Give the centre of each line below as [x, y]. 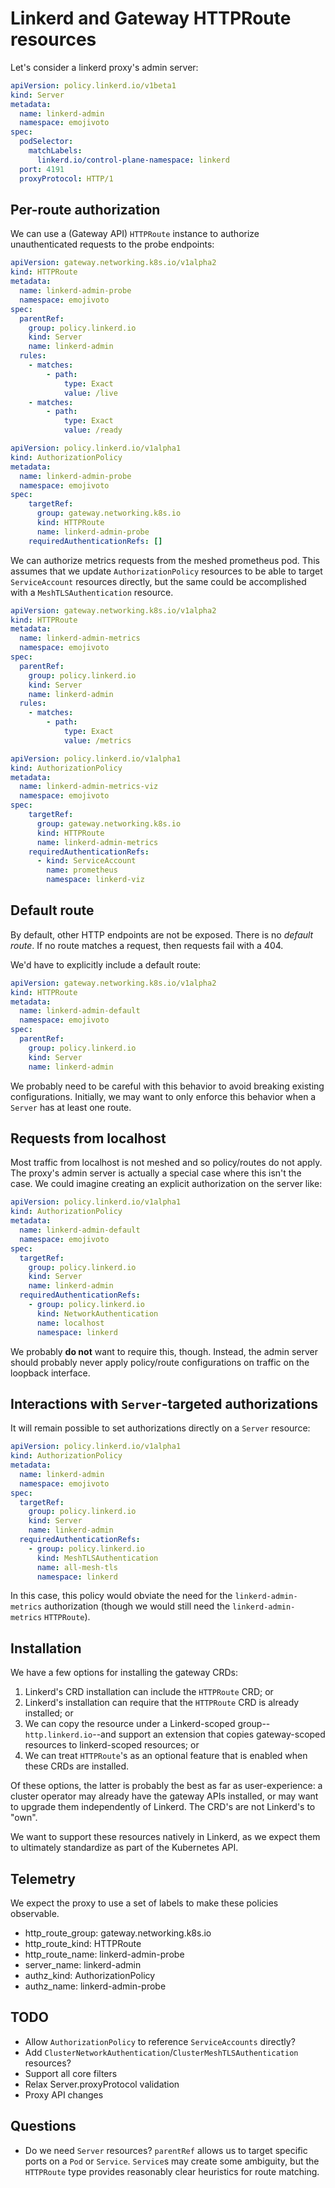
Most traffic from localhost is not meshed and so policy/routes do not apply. [166, 1163]
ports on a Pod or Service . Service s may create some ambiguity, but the [172, 2161]
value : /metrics [97, 740]
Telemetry [43, 1878]
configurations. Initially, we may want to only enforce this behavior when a [163, 1096]
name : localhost [70, 1323]
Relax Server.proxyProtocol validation [102, 2084]
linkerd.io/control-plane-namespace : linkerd [133, 160]
